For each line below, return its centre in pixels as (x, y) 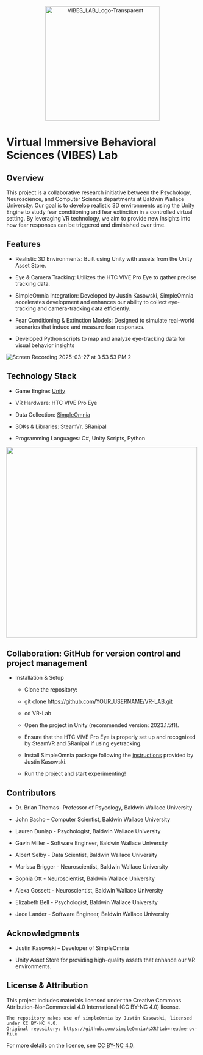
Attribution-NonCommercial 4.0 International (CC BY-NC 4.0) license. (93, 1007)
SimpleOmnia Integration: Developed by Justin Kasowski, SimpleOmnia (104, 295)
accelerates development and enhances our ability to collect (91, 302)
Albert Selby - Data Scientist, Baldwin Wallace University (86, 855)
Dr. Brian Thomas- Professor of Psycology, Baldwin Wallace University (104, 808)
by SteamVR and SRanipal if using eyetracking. (83, 743)
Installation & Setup (39, 678)
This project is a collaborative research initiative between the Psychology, (99, 192)
